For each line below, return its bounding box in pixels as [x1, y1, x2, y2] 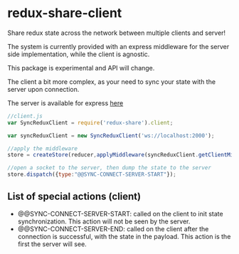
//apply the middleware [7, 144, 78, 152]
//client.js [7, 112, 43, 120]
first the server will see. [17, 240, 87, 248]
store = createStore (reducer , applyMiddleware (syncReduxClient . [7, 152, 199, 159]
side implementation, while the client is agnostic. [7, 50, 150, 58]
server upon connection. [7, 85, 80, 93]
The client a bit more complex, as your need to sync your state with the [7, 77, 216, 86]
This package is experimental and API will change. [7, 63, 155, 72]
